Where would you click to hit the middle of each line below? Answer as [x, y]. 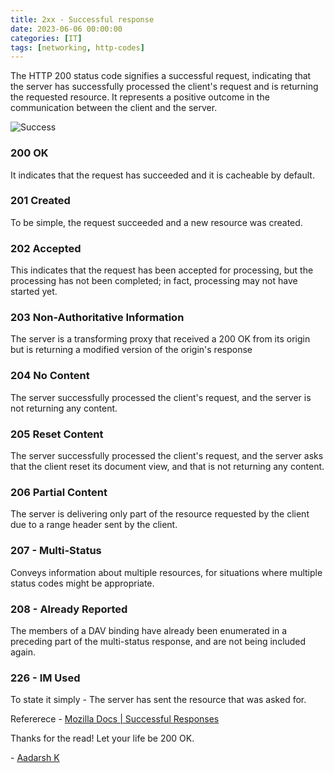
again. [23, 652]
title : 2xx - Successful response [82, 19]
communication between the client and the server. [114, 108]
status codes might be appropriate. [82, 583]
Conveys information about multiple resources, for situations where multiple [166, 572]
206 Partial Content [59, 492]
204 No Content [50, 376]
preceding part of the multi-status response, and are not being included [158, 641]
